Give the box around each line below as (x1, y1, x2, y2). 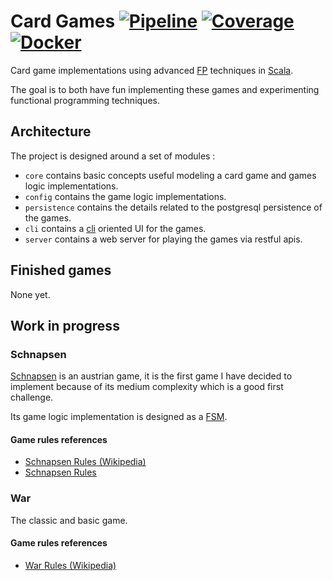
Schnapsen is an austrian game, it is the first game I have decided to (10, 370, 293, 382)
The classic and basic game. (10, 514, 128, 526)
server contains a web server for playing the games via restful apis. (24, 233, 303, 245)
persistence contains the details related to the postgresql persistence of (24, 201, 323, 213)
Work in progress (10, 317, 120, 334)
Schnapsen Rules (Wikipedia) (24, 456, 147, 468)
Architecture (10, 123, 92, 140)
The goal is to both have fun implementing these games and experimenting (10, 83, 320, 95)
